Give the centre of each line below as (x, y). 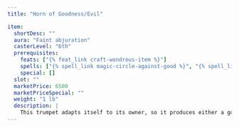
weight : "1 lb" (36, 99)
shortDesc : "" (34, 33)
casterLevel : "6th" (43, 47)
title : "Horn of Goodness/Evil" (55, 14)
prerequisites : (36, 53)
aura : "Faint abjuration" (52, 40)
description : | (36, 106)
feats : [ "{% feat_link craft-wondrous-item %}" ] (94, 60)
